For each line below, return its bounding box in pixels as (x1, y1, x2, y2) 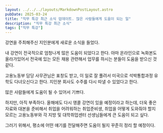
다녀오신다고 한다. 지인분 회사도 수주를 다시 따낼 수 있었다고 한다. (14, 79, 138, 85)
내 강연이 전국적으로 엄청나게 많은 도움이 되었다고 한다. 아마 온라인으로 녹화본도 (5, 50, 157, 56)
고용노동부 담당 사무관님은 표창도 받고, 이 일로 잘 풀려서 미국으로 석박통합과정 (5, 73, 153, 79)
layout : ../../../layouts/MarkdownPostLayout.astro (5, 7, 113, 12)
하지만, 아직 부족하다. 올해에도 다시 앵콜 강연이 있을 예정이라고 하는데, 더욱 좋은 (5, 100, 157, 106)
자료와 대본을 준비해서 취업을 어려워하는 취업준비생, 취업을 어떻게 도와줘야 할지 (5, 106, 156, 112)
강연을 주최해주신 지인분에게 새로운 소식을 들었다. (5, 40, 100, 46)
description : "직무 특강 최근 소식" (5, 21, 72, 26)
